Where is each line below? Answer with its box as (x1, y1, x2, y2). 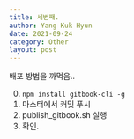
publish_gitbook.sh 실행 (21, 110, 108, 121)
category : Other (9, 37, 69, 47)
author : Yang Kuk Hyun (9, 21, 93, 30)
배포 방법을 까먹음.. (9, 71, 75, 82)
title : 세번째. (9, 12, 60, 22)
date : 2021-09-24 (9, 29, 73, 38)
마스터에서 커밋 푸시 (21, 99, 91, 110)
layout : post (9, 46, 57, 55)
